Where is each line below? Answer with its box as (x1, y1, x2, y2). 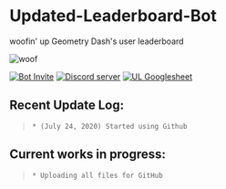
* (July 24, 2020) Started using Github (31, 121, 188, 131)
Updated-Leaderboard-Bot (9, 5, 217, 26)
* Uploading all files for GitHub (31, 171, 163, 180)
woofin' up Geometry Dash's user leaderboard (9, 36, 184, 47)
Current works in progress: (9, 147, 167, 163)
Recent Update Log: (9, 98, 125, 113)
